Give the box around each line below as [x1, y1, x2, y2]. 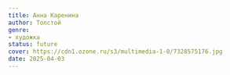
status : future [8, 41, 58, 48]
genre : [8, 26, 30, 34]
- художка [8, 33, 41, 41]
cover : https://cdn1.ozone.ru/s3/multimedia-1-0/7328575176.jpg [8, 48, 223, 55]
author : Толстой [8, 19, 61, 27]
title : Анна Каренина [8, 11, 79, 20]
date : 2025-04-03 [8, 55, 65, 63]
